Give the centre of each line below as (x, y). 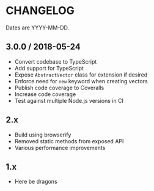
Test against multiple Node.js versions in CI (69, 100)
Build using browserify (43, 135)
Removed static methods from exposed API (69, 141)
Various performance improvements (60, 148)
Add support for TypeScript (49, 68)
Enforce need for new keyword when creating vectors (81, 81)
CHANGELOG (40, 11)
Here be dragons (36, 182)
